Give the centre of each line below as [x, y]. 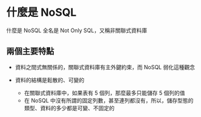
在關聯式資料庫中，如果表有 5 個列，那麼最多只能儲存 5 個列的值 [104, 93]
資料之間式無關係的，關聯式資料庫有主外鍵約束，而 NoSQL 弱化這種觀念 [105, 67]
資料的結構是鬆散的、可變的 [50, 80]
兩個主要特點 [30, 51]
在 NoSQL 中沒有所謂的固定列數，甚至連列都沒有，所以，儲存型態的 [109, 100]
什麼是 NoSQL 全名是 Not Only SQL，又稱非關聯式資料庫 [77, 30]
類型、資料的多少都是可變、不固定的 [69, 108]
